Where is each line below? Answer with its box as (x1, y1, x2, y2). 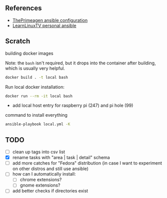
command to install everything (5, 112, 67, 118)
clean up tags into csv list (12, 149, 65, 155)
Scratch (5, 37, 30, 45)
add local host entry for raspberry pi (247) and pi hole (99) (12, 102, 133, 109)
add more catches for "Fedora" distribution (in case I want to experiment (12, 160, 162, 166)
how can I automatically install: (12, 171, 76, 177)
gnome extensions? (19, 182, 60, 189)
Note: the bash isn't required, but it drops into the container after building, (5, 60, 156, 66)
